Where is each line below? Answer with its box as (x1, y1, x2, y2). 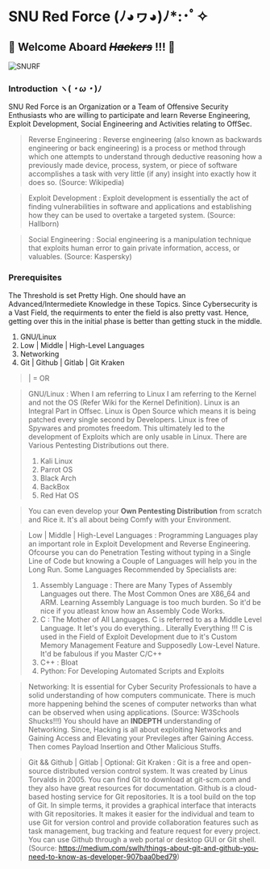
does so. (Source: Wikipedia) (27, 178, 125, 187)
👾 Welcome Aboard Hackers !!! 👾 (8, 40, 176, 53)
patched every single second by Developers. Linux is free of (27, 414, 228, 424)
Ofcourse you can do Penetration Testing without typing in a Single (27, 547, 251, 557)
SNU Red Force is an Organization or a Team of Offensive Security (8, 102, 229, 111)
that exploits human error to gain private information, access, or (27, 243, 240, 253)
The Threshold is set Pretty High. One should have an (8, 290, 186, 300)
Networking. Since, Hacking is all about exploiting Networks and (27, 724, 242, 734)
